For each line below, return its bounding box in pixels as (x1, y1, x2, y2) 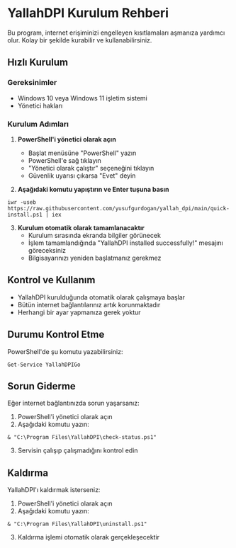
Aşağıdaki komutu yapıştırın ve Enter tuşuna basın (17, 185, 169, 193)
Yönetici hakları (17, 101, 63, 110)
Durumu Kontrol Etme (7, 329, 105, 341)
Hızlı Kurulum (7, 57, 69, 69)
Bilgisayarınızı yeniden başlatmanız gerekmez (28, 253, 162, 262)
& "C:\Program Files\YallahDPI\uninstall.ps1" (7, 520, 147, 528)
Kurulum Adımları (7, 119, 69, 129)
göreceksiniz (28, 246, 66, 254)
